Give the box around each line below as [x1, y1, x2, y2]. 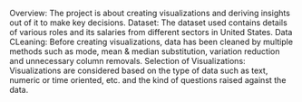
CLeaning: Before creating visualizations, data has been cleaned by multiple [9, 36, 293, 47]
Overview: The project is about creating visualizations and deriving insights [9, 8, 290, 18]
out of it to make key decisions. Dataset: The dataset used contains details [9, 17, 287, 28]
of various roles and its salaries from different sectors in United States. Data [9, 27, 293, 37]
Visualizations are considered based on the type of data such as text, [9, 65, 268, 76]
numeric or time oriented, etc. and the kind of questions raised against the [9, 75, 287, 85]
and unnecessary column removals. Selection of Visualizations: [9, 56, 247, 66]
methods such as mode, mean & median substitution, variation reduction [9, 46, 280, 57]
